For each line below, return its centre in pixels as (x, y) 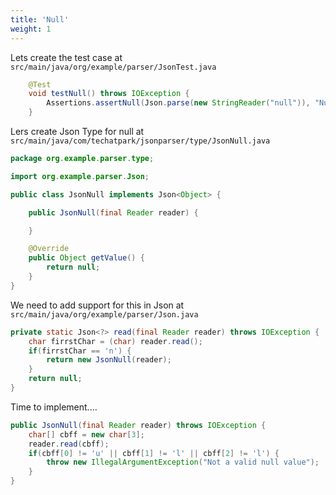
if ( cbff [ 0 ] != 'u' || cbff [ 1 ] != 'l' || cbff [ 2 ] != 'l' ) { (154, 453)
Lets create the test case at (66, 57)
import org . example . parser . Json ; (80, 176)
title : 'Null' (40, 19)
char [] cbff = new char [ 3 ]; (86, 434)
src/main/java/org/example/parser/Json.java (104, 314)
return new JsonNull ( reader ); (109, 360)
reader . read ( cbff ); (69, 444)
